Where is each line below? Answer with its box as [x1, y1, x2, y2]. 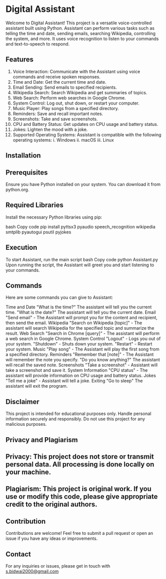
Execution [5, 243, 38, 252]
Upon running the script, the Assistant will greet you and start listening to [5, 262, 155, 268]
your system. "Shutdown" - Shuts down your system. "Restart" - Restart [5, 341, 153, 347]
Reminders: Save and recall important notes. [12, 111, 103, 116]
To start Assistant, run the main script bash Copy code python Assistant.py [5, 256, 159, 262]
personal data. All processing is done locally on [5, 460, 155, 468]
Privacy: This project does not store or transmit [5, 452, 154, 461]
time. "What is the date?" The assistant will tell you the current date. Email [5, 309, 156, 315]
